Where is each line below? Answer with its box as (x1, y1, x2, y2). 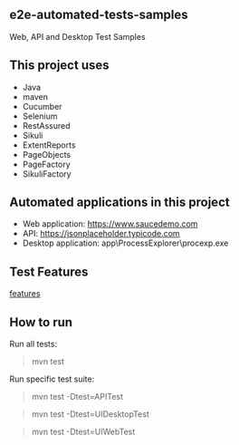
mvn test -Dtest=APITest (31, 392, 124, 402)
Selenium (22, 111, 58, 121)
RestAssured (22, 120, 71, 131)
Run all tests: (9, 339, 57, 350)
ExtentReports (22, 140, 76, 150)
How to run (9, 314, 73, 330)
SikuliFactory (22, 168, 72, 179)
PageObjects (22, 149, 72, 160)
